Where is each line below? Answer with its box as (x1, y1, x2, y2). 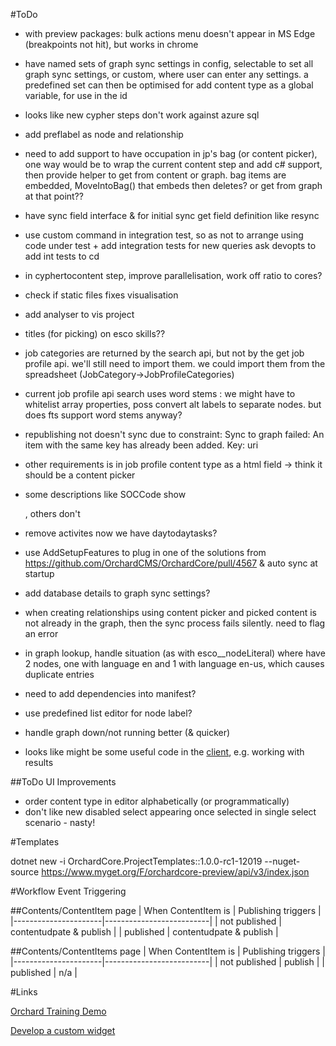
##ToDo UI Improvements (10, 776, 117, 788)
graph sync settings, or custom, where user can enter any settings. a (24, 69, 309, 80)
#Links (10, 986, 38, 998)
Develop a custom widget (10, 1025, 116, 1036)
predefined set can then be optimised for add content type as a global (24, 79, 314, 91)
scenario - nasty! (24, 817, 96, 828)
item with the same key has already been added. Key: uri (24, 439, 259, 451)
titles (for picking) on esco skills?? (24, 328, 166, 339)
